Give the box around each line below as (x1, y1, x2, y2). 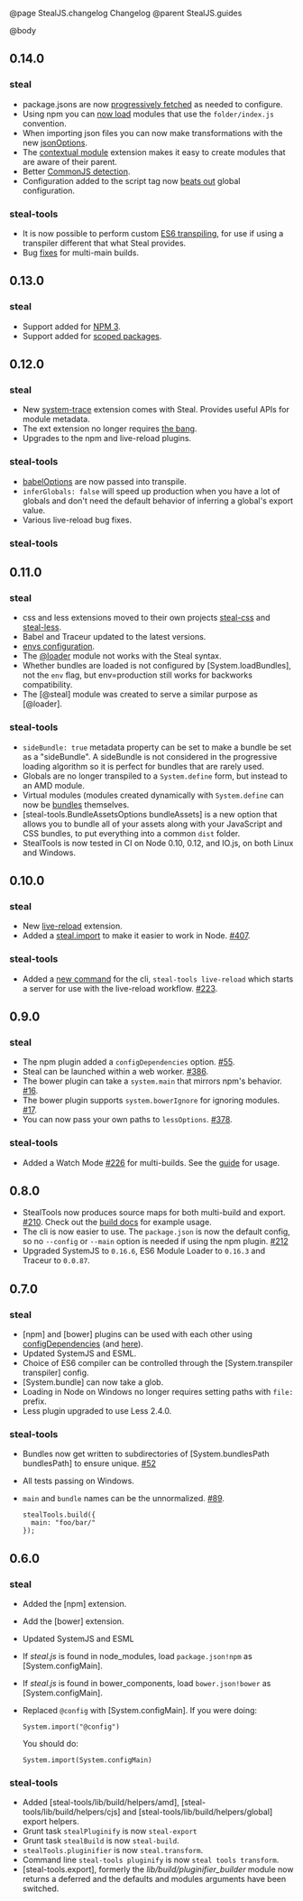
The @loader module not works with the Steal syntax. (22, 651, 222, 661)
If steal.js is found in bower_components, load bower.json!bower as (22, 1678, 271, 1689)
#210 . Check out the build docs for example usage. (22, 1217, 212, 1228)
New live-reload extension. (22, 920, 124, 932)
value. (22, 504, 46, 515)
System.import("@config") (22, 1722, 120, 1731)
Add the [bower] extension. (22, 1616, 124, 1627)
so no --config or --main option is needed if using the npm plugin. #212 (22, 1236, 289, 1247)
